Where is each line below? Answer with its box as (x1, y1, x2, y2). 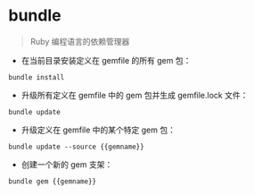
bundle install (8, 72, 65, 81)
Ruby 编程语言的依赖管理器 (29, 36, 130, 47)
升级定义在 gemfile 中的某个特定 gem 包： (20, 124, 176, 135)
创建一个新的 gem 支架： (20, 158, 113, 170)
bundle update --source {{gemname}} (8, 142, 144, 151)
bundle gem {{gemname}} (8, 176, 97, 186)
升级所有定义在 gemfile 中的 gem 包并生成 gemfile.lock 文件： (20, 89, 249, 100)
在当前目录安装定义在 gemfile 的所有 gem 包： (20, 55, 192, 65)
